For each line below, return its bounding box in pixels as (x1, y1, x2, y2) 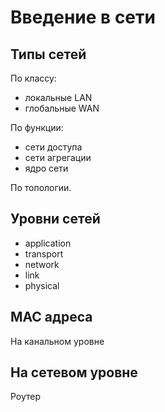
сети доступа (24, 141, 83, 153)
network (24, 258, 60, 270)
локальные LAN (24, 92, 93, 103)
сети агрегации (24, 152, 92, 163)
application (24, 237, 72, 249)
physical (24, 279, 60, 291)
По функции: (10, 122, 64, 133)
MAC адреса (10, 309, 93, 326)
